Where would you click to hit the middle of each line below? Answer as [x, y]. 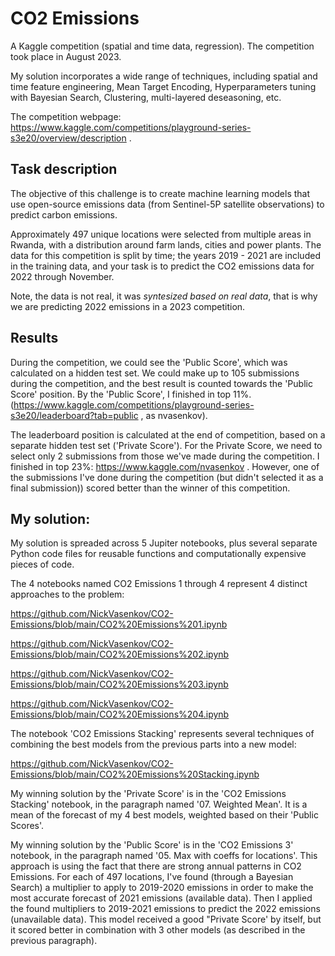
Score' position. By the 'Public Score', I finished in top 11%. [131, 394]
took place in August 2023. [66, 56]
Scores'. [27, 826]
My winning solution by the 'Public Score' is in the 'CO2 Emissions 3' [152, 845]
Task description [64, 169]
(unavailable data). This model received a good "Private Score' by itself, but [166, 919]
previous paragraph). [54, 941]
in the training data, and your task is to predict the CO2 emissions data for [162, 266]
